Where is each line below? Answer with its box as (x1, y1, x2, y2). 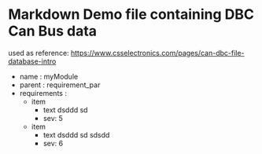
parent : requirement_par (19, 80, 101, 90)
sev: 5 (42, 113, 63, 123)
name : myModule (19, 71, 79, 81)
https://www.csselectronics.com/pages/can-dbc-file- (70, 48, 245, 57)
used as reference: (8, 48, 69, 57)
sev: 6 (42, 138, 64, 148)
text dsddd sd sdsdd (42, 130, 110, 139)
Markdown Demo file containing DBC (8, 5, 254, 24)
